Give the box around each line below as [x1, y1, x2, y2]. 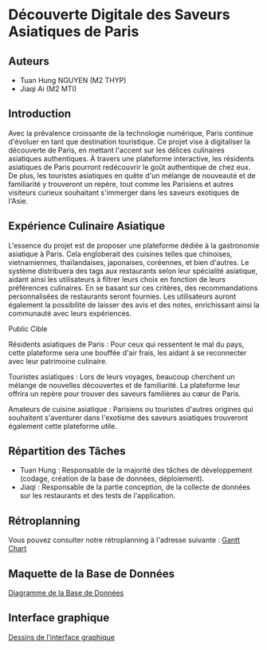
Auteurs [8, 54, 50, 68]
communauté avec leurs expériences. [8, 308, 132, 318]
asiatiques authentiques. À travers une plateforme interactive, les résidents [8, 153, 254, 163]
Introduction [8, 107, 72, 121]
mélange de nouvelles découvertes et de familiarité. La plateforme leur [8, 380, 241, 390]
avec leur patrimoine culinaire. [8, 356, 108, 366]
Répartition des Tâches [8, 445, 126, 458]
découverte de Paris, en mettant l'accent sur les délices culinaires [8, 145, 225, 155]
